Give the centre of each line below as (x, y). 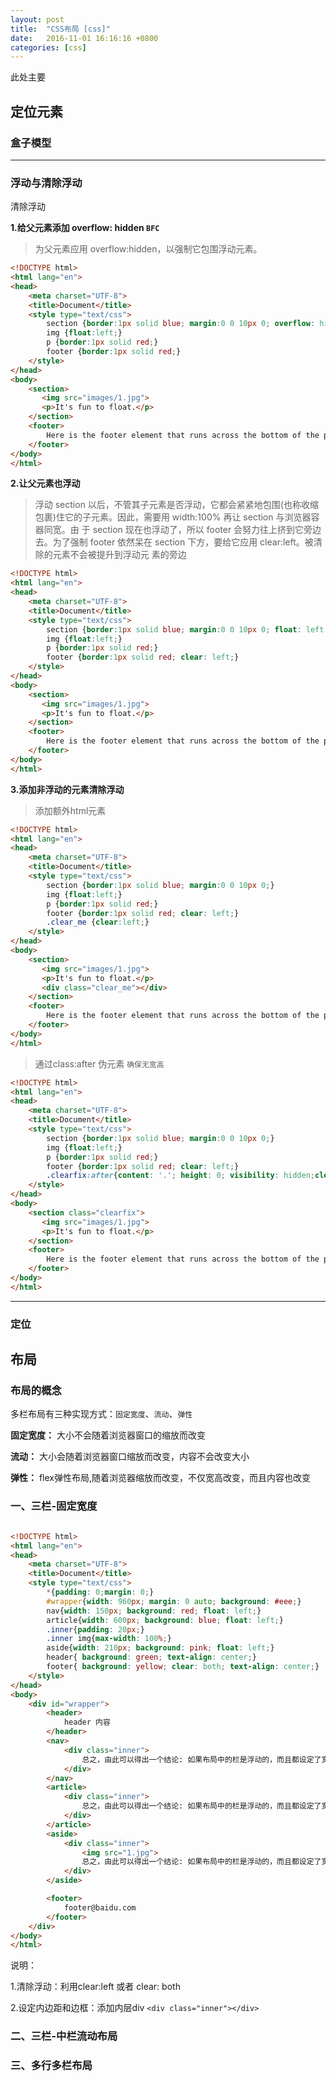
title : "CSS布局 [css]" (60, 29)
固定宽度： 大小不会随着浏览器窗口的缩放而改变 (108, 1435)
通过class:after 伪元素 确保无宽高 (99, 1063)
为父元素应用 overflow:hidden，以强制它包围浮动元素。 (148, 249)
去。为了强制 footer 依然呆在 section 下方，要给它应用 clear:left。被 (174, 542)
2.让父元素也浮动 (45, 483)
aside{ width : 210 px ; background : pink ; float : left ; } (160, 1648)
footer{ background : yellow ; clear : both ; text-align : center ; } (183, 1667)
